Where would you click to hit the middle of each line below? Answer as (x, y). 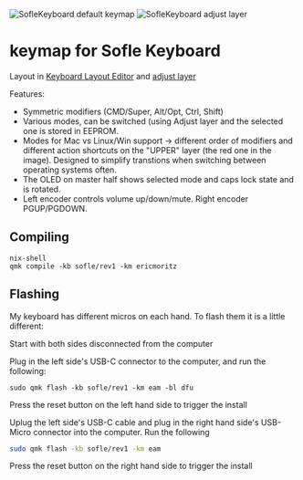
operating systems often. (69, 170)
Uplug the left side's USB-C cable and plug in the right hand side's (134, 422)
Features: (27, 94)
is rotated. (42, 189)
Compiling (40, 237)
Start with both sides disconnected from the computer (111, 343)
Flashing (35, 294)
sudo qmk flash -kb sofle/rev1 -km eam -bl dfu (102, 388)
